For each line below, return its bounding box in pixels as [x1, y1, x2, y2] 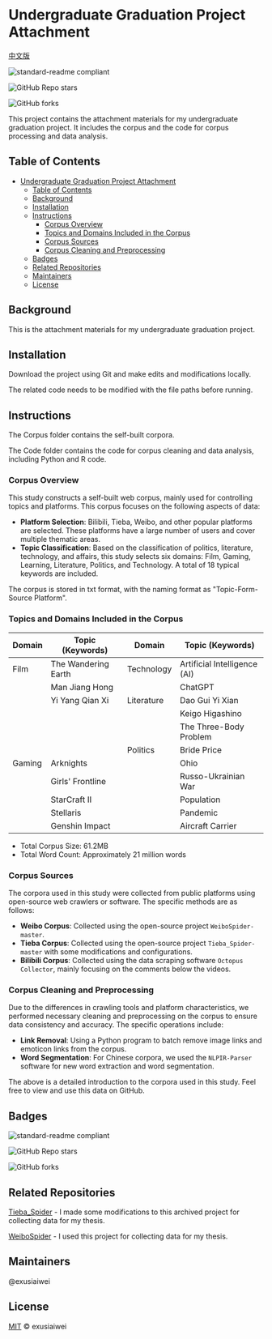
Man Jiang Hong [50, 681, 114, 693]
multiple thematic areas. [19, 535, 101, 544]
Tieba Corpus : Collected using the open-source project [19, 938, 206, 949]
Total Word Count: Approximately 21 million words [19, 849, 186, 859]
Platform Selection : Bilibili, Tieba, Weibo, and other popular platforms [19, 517, 253, 527]
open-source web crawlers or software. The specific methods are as [8, 897, 238, 906]
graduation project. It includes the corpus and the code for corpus [8, 122, 229, 132]
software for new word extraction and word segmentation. [19, 1061, 215, 1071]
